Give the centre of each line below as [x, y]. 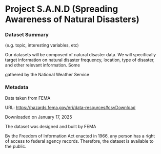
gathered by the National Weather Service [47, 75]
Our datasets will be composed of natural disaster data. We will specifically [80, 55]
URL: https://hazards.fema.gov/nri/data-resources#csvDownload [70, 107]
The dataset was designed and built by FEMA [51, 126]
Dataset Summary [27, 35]
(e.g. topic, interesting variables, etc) [42, 45]
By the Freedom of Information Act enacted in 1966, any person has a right [80, 136]
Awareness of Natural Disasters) [72, 19]
